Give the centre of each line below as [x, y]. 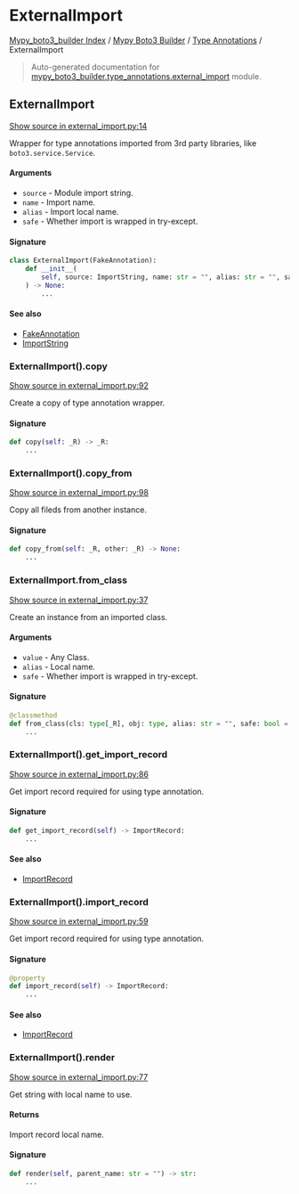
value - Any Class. [56, 657]
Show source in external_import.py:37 [79, 600]
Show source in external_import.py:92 [79, 386]
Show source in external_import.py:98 [79, 493]
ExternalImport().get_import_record [89, 755]
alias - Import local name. [70, 211]
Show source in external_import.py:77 [79, 1077]
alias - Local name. [59, 667]
